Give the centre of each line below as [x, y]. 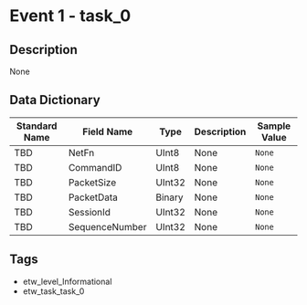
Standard [37, 126]
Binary [169, 197]
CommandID [95, 167]
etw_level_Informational [67, 281]
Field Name [107, 131]
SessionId [90, 212]
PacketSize [92, 182]
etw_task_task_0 [53, 291]
